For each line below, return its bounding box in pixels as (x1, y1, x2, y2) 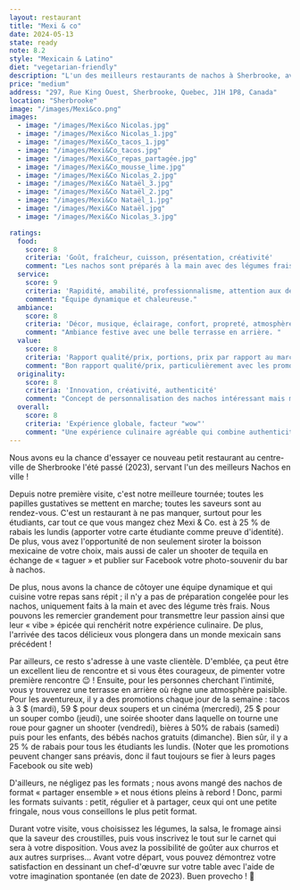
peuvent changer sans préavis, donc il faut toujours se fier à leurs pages (9, 751, 276, 761)
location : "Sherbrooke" (9, 96, 98, 105)
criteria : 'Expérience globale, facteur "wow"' (25, 419, 205, 428)
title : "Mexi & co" (9, 21, 82, 30)
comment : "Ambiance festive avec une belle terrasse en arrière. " (25, 328, 281, 337)
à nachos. (9, 564, 46, 575)
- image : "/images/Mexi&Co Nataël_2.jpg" (17, 187, 174, 196)
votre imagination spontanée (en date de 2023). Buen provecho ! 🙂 (9, 870, 255, 881)
